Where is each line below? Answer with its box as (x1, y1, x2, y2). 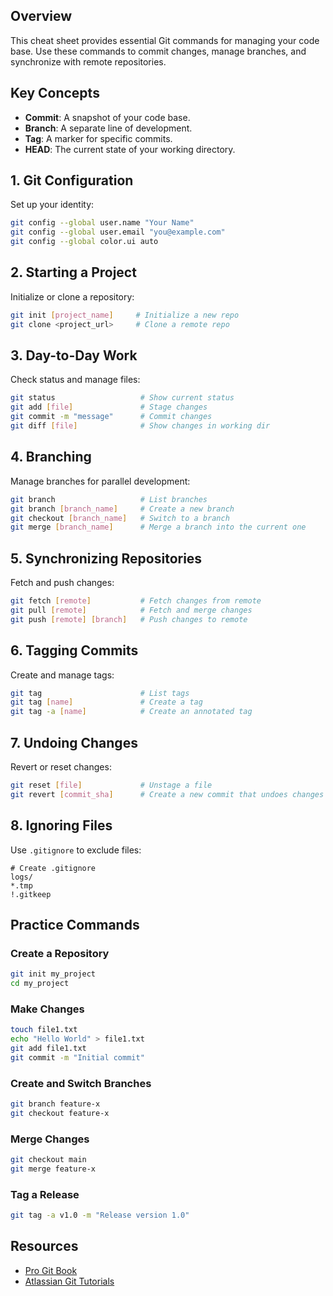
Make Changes (10, 1002, 85, 1016)
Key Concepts (10, 85, 100, 102)
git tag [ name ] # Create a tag (10, 697, 203, 708)
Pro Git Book (24, 1264, 78, 1276)
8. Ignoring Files (10, 817, 113, 834)
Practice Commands (10, 916, 140, 933)
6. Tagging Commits (10, 642, 139, 659)
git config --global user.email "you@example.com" (10, 227, 226, 238)
